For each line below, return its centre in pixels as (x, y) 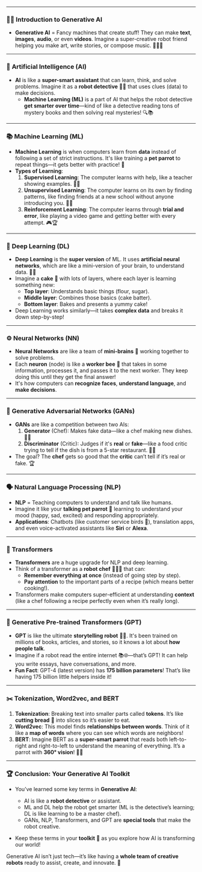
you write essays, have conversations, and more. (75, 664)
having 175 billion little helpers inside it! (63, 676)
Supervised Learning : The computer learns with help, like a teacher (108, 177)
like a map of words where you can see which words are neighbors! (99, 733)
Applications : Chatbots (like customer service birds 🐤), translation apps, (105, 522)
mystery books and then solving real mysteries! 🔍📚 (89, 112)
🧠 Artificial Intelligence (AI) (47, 67)
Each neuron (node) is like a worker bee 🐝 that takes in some (91, 364)
